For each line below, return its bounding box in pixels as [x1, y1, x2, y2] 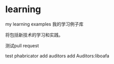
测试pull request [5, 42, 39, 49]
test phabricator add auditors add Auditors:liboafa [5, 52, 110, 59]
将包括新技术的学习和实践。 [5, 31, 63, 38]
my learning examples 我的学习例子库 [5, 21, 84, 27]
